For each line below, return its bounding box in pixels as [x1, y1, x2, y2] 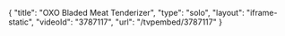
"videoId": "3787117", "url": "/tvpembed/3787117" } [36, 17, 223, 27]
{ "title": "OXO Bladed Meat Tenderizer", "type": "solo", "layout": [8, 8, 245, 18]
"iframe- [246, 8, 278, 18]
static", [8, 17, 35, 27]
